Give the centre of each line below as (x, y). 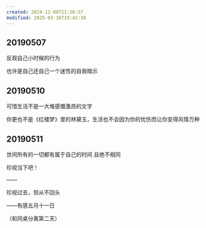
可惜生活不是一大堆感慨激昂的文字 (49, 106)
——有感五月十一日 (31, 205)
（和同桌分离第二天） (33, 218)
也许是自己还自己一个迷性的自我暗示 (52, 71)
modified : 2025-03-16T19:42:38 (46, 18)
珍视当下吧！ (22, 167)
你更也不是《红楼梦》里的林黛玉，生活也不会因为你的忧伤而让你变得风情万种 (103, 120)
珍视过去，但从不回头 (33, 192)
